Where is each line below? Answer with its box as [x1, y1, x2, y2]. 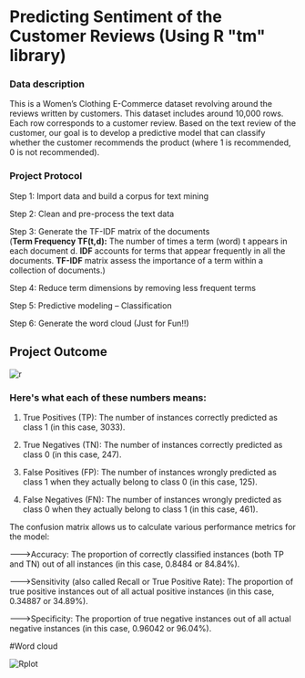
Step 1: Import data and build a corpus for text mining [9, 190, 209, 202]
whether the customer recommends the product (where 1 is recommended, [9, 137, 291, 148]
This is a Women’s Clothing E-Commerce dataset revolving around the [9, 99, 273, 110]
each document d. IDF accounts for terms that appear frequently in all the [9, 245, 286, 256]
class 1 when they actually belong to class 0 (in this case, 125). [22, 476, 258, 487]
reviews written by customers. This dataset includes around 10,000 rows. [9, 108, 284, 120]
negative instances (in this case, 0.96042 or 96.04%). [9, 622, 212, 633]
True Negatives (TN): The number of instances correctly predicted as [22, 439, 283, 450]
